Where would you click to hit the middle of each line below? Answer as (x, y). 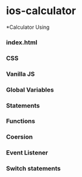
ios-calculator (41, 11)
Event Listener (27, 153)
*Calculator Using (28, 27)
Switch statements (33, 169)
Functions (20, 121)
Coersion (20, 137)
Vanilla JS (20, 74)
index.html (22, 42)
